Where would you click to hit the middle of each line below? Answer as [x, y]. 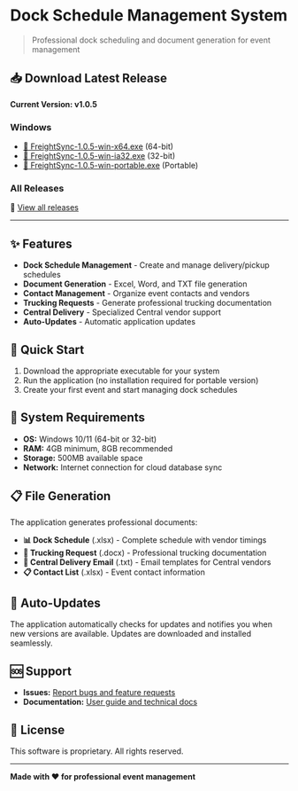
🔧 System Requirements [77, 418]
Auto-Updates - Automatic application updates [109, 322]
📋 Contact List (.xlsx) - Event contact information [114, 572]
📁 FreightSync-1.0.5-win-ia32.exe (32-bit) [99, 156]
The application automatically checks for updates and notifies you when [141, 624]
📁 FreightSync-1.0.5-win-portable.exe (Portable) [111, 166]
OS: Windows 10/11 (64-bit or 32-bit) [90, 439]
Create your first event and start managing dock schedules [130, 389]
